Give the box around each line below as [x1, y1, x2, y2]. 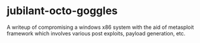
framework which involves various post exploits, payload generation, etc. [7, 29, 186, 37]
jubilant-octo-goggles [7, 4, 118, 18]
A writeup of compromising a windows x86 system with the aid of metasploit [7, 24, 194, 31]
